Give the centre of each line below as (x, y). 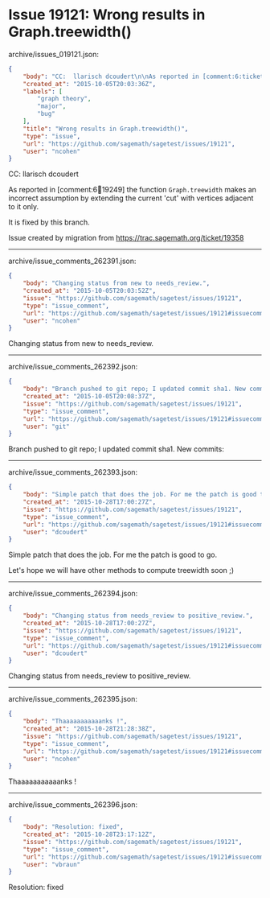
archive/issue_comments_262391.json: (72, 261)
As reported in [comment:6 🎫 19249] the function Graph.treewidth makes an (133, 190)
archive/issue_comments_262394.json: (73, 594)
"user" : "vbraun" (52, 864)
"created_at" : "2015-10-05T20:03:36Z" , (90, 84)
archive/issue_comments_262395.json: (73, 699)
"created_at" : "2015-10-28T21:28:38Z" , (90, 729)
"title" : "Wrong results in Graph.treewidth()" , (106, 129)
